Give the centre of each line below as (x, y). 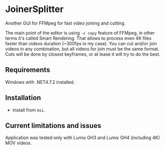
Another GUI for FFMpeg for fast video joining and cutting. (65, 23)
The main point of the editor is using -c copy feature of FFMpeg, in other (80, 33)
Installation (23, 98)
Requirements (28, 70)
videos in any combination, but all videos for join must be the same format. (82, 49)
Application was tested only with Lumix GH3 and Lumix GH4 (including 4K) (83, 138)
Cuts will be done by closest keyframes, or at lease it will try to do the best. (83, 54)
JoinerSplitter (34, 9)
